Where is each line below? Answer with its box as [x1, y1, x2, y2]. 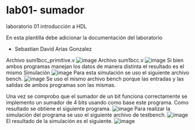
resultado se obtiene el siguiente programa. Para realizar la [6, 105, 171, 112]
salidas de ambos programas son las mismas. [6, 81, 116, 88]
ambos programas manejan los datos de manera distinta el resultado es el [6, 62, 184, 70]
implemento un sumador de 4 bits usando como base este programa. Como [6, 99, 189, 106]
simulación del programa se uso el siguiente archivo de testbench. [6, 111, 166, 118]
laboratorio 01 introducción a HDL [6, 23, 87, 30]
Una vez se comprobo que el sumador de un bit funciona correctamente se [6, 93, 187, 100]
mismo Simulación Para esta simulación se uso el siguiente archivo [6, 69, 189, 76]
